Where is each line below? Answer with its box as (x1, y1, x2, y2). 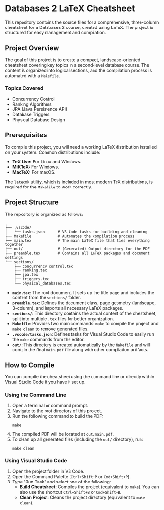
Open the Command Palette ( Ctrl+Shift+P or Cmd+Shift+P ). (12, 474, 131, 480)
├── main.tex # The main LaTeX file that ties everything (5, 238, 150, 243)
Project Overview (5, 44, 59, 52)
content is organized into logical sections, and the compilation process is (5, 67, 152, 73)
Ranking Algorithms (12, 101, 52, 107)
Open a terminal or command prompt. (12, 403, 89, 408)
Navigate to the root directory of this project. (12, 408, 102, 414)
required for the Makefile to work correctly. (5, 184, 92, 189)
